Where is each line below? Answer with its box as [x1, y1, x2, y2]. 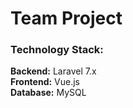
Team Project [10, 7, 123, 30]
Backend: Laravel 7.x [10, 65, 97, 77]
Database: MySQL [10, 87, 87, 99]
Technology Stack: [10, 43, 104, 57]
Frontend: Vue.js [10, 76, 81, 88]
